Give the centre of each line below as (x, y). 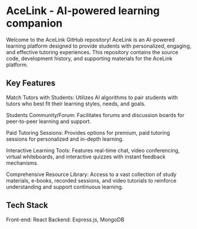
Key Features (31, 83)
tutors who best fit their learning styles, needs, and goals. (76, 104)
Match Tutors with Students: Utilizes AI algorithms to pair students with (92, 97)
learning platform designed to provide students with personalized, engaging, (99, 46)
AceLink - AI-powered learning (83, 11)
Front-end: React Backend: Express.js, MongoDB (65, 220)
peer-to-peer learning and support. (49, 121)
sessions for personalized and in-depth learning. (65, 139)
